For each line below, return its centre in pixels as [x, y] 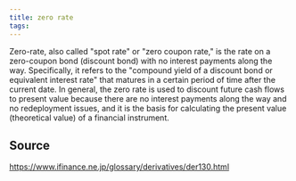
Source [30, 145]
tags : [19, 26]
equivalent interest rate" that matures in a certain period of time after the [143, 79]
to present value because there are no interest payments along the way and [148, 98]
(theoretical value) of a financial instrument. [89, 118]
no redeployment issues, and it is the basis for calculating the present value [148, 108]
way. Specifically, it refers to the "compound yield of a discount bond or [141, 70]
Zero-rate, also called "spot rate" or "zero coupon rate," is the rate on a [140, 51]
